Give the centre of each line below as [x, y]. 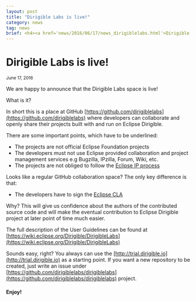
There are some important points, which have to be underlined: [82, 136]
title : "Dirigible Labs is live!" [48, 17]
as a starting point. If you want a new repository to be [125, 260]
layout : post [22, 11]
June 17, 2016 [20, 78]
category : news [25, 22]
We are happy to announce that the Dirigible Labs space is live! [82, 89]
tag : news [18, 28]
